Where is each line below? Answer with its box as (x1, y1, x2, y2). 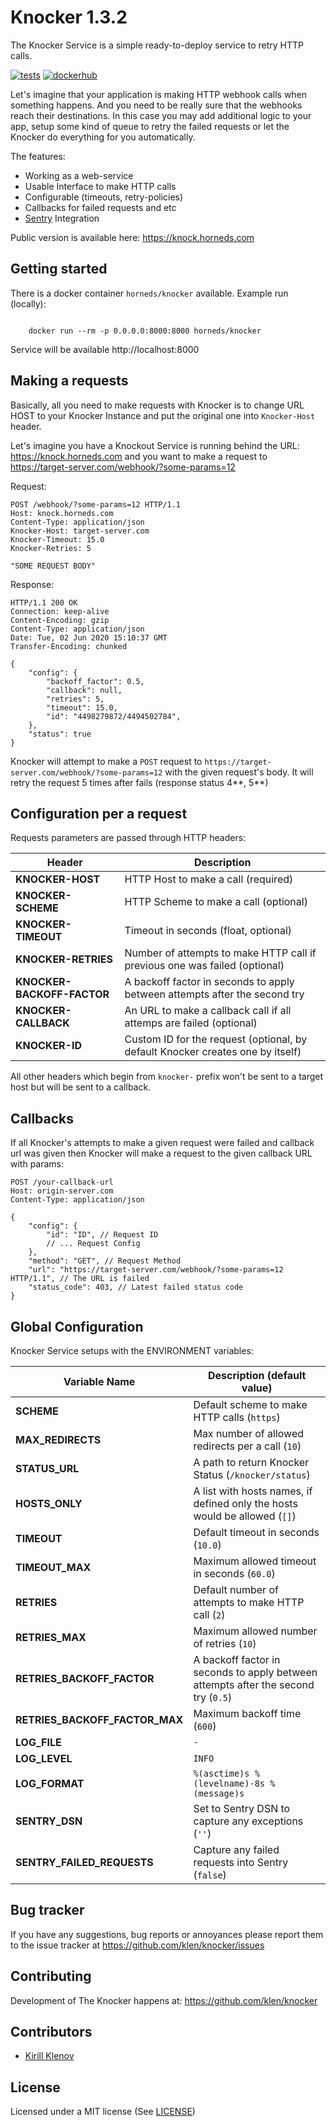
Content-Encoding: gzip (10, 615, 110, 625)
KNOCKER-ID (15, 1039, 82, 1053)
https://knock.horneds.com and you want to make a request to (10, 450, 268, 462)
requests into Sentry (193, 1856, 289, 1869)
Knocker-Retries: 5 (10, 543, 92, 553)
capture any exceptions (193, 1814, 304, 1828)
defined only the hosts (193, 1497, 298, 1510)
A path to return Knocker (193, 1456, 310, 1469)
